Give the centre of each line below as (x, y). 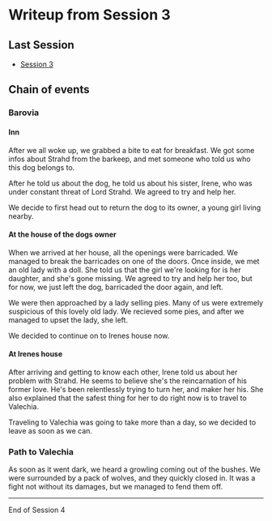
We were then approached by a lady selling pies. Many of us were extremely (136, 302)
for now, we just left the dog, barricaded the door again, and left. (116, 287)
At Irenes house (36, 354)
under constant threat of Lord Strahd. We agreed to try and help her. (122, 191)
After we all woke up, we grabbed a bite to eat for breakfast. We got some (132, 150)
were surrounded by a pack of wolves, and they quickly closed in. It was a (132, 478)
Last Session (41, 45)
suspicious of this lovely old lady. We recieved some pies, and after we (126, 311)
